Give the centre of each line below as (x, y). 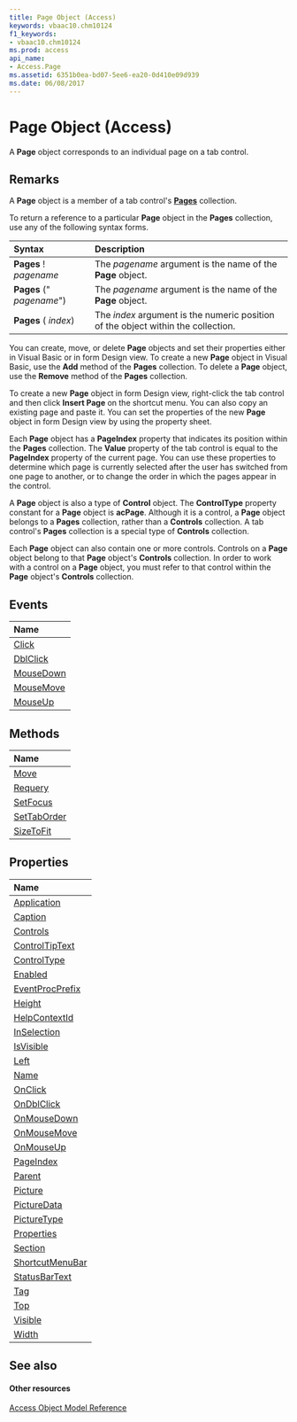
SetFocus (33, 802)
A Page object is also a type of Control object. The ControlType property (143, 503)
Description (120, 249)
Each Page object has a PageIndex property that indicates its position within (148, 439)
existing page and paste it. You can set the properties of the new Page (137, 412)
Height (27, 1003)
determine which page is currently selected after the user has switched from (148, 467)
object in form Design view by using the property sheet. (110, 422)
